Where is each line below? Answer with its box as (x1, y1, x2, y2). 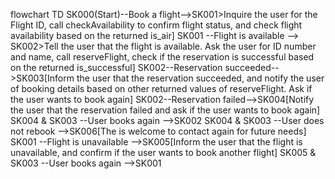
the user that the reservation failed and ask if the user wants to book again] (10, 104, 321, 116)
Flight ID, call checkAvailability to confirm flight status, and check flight (10, 19, 303, 31)
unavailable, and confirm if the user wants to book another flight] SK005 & (10, 147, 317, 158)
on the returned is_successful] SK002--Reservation (10, 62, 223, 73)
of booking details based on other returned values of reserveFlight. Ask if (10, 83, 313, 94)
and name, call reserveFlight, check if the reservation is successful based (10, 51, 315, 63)
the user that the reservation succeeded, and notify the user (76, 72, 325, 84)
